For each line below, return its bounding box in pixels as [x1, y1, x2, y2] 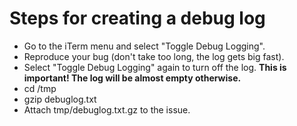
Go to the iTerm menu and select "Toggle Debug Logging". [23, 40, 266, 52]
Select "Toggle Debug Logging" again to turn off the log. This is [23, 61, 287, 73]
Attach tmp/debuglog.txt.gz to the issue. [23, 103, 191, 116]
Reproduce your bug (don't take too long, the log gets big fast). [23, 50, 285, 62]
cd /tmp [23, 82, 57, 94]
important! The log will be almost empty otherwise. [23, 72, 242, 84]
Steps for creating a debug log [9, 7, 266, 30]
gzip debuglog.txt [23, 93, 97, 105]
